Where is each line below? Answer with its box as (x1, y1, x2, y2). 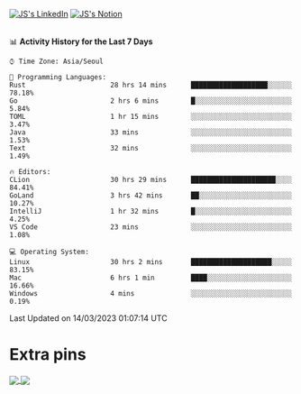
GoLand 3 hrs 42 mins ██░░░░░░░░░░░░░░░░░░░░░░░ (9, 191, 293, 200)
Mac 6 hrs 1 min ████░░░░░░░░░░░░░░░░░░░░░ (9, 273, 293, 282)
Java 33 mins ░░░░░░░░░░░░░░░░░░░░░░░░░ (9, 128, 293, 137)
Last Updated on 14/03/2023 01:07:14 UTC (9, 313, 169, 324)
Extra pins (9, 344, 87, 365)
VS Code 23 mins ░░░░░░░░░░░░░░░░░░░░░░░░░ (9, 223, 293, 232)
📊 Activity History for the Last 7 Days (9, 36, 153, 47)
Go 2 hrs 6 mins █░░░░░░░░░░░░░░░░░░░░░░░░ (9, 96, 293, 105)
